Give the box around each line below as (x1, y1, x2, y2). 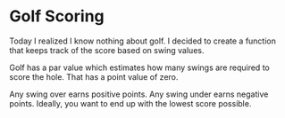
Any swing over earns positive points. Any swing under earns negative (9, 89, 269, 99)
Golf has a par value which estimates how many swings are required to (9, 62, 270, 73)
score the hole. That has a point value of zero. (9, 71, 179, 82)
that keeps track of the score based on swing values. (9, 44, 205, 55)
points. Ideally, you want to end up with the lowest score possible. (9, 98, 252, 108)
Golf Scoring (9, 6, 105, 27)
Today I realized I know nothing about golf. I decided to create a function (9, 35, 277, 46)
